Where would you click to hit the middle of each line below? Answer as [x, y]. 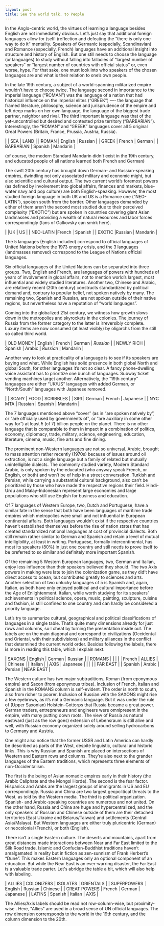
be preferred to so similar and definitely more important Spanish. [70, 552]
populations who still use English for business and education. [67, 495]
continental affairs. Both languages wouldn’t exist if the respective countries [82, 521]
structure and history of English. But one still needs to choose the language [81, 54]
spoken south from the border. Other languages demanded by [85, 202]
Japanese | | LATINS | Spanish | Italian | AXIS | [52, 894]
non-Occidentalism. [25, 766]
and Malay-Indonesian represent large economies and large [76, 490]
